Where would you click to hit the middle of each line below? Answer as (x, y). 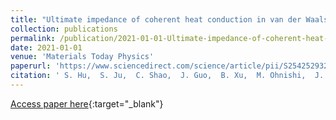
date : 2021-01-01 (46, 47)
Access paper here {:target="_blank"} (87, 103)
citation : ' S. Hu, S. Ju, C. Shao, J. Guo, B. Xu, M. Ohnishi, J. (167, 76)
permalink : (33, 38)
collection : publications (64, 29)
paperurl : (31, 66)
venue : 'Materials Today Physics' (82, 57)
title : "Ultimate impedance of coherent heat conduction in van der (156, 19)
